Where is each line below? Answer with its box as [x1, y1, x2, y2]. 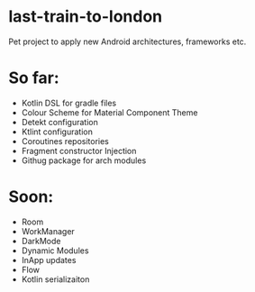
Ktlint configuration [21, 126, 94, 137]
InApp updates [21, 254, 77, 265]
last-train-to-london [8, 6, 163, 27]
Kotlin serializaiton [21, 273, 90, 285]
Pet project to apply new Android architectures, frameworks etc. [8, 36, 247, 47]
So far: [8, 68, 59, 88]
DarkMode [21, 235, 61, 246]
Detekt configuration [21, 116, 98, 127]
